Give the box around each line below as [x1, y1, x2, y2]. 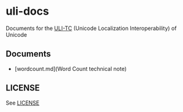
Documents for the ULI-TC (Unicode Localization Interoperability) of [6, 24, 177, 32]
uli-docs [6, 4, 50, 18]
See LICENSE [6, 99, 40, 106]
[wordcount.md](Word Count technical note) [14, 65, 127, 72]
